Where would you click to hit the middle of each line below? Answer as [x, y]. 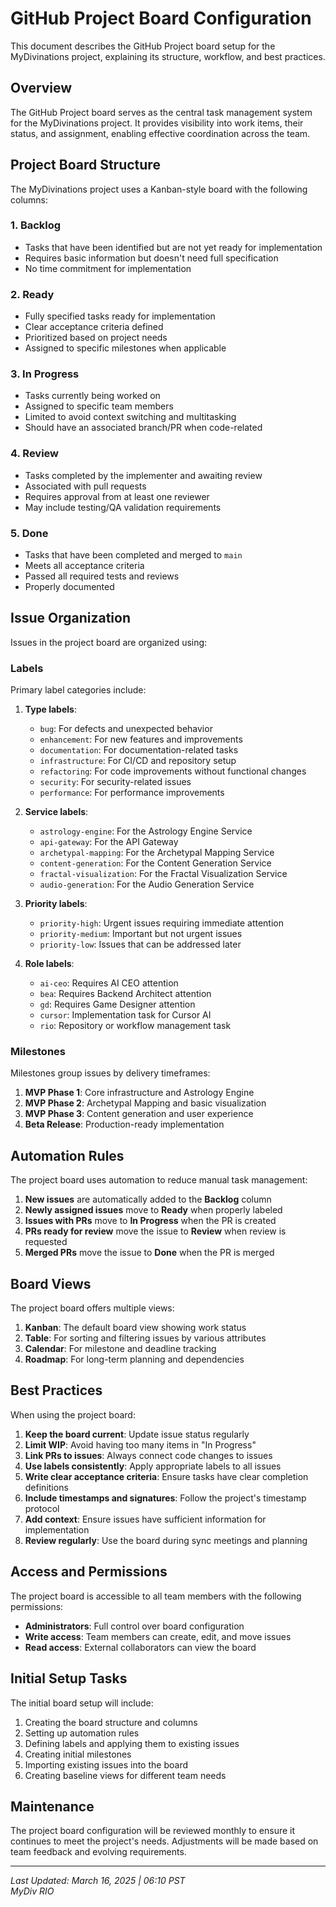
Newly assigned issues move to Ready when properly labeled [153, 1210]
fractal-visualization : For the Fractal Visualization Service [163, 874]
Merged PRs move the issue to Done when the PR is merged [149, 1253]
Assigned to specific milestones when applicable [125, 348]
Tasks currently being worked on [92, 396]
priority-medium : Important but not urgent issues [141, 934]
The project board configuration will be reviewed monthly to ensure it [153, 1831]
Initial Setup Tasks [69, 1678]
